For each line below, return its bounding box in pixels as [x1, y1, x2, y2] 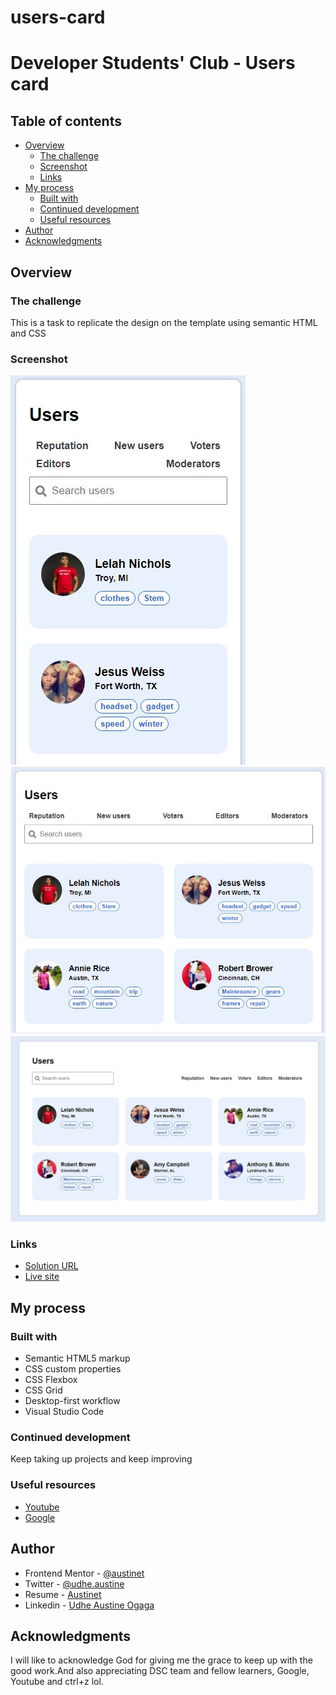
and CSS [10, 327, 47, 339]
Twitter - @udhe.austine [24, 1577, 125, 1590]
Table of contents [10, 112, 122, 130]
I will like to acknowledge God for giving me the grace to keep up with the [10, 1654, 313, 1666]
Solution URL [24, 1260, 79, 1272]
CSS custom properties [24, 1363, 122, 1375]
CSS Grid [24, 1384, 63, 1396]
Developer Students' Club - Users [10, 52, 296, 75]
